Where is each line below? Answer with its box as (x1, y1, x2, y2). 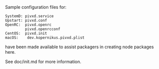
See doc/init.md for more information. (5, 59, 81, 65)
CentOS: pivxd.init (5, 31, 48, 36)
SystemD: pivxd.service (5, 14, 54, 19)
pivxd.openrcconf (25, 27, 61, 32)
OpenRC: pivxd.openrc (5, 22, 52, 27)
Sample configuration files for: (5, 4, 66, 10)
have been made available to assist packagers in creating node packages (5, 44, 154, 50)
